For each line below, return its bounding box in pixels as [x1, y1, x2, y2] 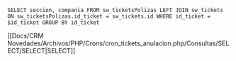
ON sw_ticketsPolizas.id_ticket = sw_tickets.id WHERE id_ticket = [7, 13, 211, 20]
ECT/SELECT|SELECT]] [7, 47, 76, 55]
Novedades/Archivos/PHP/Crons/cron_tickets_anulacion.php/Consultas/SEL [7, 39, 230, 48]
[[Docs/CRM [7, 32, 44, 40]
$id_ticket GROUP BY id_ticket [7, 19, 100, 26]
